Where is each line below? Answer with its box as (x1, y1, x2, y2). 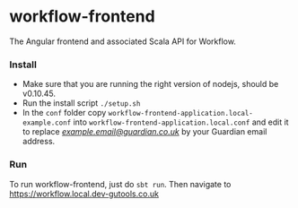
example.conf (22, 118, 72, 127)
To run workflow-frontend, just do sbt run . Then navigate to (9, 178, 232, 189)
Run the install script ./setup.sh (22, 98, 141, 108)
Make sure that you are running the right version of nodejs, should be (22, 79, 279, 90)
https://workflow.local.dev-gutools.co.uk (9, 188, 160, 199)
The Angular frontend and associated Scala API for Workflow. (9, 36, 236, 47)
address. (22, 136, 56, 147)
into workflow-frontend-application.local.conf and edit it (73, 117, 289, 127)
